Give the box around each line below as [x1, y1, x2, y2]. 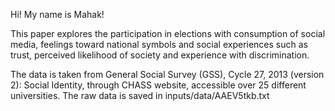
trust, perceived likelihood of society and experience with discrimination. [10, 49, 310, 61]
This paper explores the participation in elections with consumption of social [10, 28, 326, 39]
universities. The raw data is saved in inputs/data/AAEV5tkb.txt [10, 90, 270, 101]
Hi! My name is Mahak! [10, 9, 105, 20]
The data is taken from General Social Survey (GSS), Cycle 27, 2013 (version [10, 69, 325, 80]
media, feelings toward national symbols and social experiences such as [10, 39, 308, 50]
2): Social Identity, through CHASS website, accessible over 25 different [10, 79, 307, 91]
